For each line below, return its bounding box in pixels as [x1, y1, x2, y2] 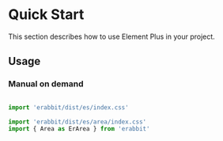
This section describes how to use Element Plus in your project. [8, 32, 215, 41]
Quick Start [8, 6, 85, 24]
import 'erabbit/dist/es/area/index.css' [8, 117, 147, 126]
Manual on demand [8, 78, 84, 90]
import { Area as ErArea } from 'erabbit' [8, 125, 150, 133]
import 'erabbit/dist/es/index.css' [8, 103, 129, 112]
